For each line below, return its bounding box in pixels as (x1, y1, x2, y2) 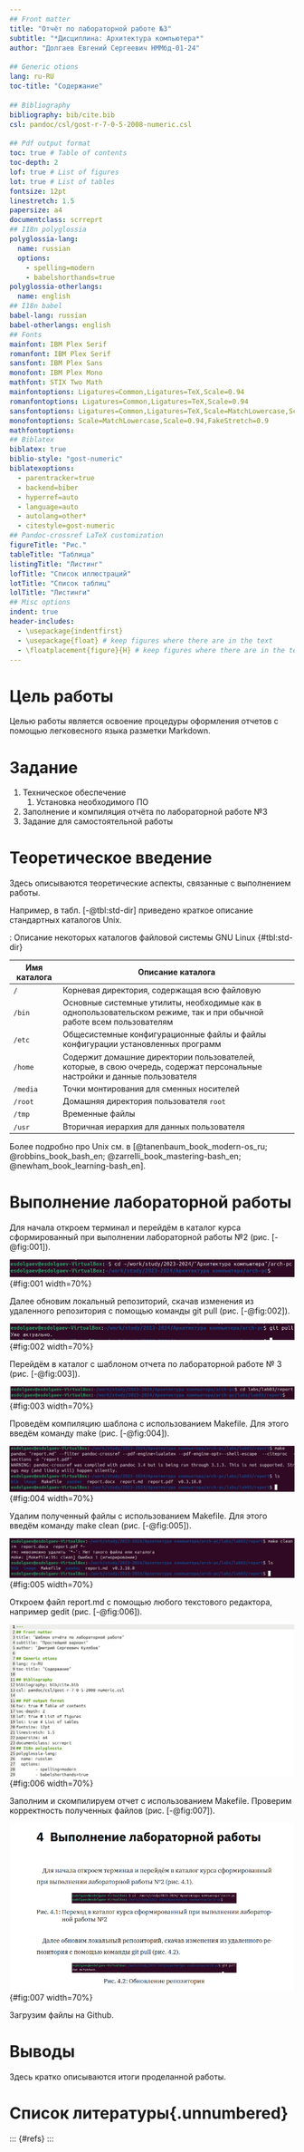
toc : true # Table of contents (9, 149, 128, 158)
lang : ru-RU (9, 73, 54, 82)
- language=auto (17, 502, 79, 511)
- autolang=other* (17, 512, 88, 521)
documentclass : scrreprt (9, 216, 103, 225)
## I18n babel (9, 302, 63, 311)
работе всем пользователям (62, 1016, 174, 1028)
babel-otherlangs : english (9, 320, 111, 330)
